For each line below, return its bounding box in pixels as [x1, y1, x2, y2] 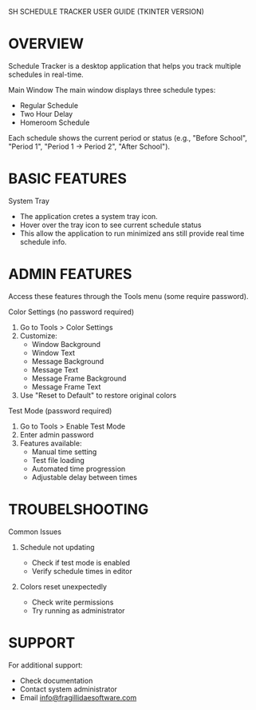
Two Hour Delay [19, 109, 73, 118]
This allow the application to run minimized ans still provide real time [19, 228, 245, 238]
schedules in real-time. [8, 70, 84, 79]
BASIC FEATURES [8, 170, 128, 188]
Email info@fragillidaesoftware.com [19, 692, 137, 702]
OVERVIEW [8, 35, 85, 53]
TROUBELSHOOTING [8, 501, 149, 518]
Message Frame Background [31, 373, 127, 383]
